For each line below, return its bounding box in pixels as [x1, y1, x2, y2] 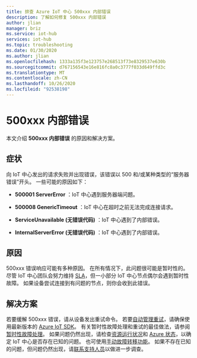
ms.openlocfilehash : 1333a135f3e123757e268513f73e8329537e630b [6, 58, 166, 64]
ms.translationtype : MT [6, 70, 65, 76]
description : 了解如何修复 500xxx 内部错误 [6, 14, 107, 20]
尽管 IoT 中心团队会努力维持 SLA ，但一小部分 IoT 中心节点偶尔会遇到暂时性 [6, 272, 189, 279]
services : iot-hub [6, 36, 52, 42]
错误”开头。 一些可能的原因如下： [6, 178, 88, 185]
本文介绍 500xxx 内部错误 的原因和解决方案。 [6, 135, 119, 142]
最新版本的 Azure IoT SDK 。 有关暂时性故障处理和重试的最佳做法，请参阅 [11, 323, 190, 331]
